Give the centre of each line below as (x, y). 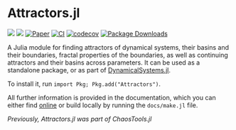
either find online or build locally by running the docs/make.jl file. (103, 105)
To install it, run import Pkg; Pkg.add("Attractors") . (84, 84)
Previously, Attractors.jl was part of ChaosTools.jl (80, 119)
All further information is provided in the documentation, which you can (112, 97)
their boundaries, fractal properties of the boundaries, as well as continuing (118, 55)
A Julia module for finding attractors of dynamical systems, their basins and (118, 47)
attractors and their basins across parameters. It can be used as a (104, 63)
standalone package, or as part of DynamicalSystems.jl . (89, 70)
